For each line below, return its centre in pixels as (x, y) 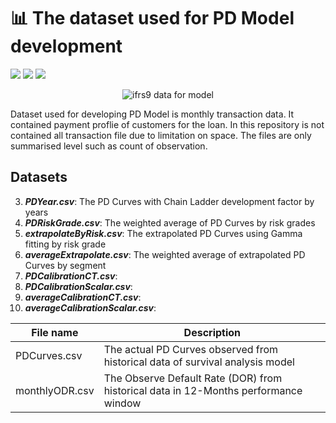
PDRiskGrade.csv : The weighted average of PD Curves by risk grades (170, 222)
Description (212, 332)
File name (55, 332)
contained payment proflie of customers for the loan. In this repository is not (167, 124)
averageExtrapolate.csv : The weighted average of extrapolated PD (165, 254)
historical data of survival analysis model (199, 362)
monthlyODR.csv (55, 390)
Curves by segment (65, 265)
